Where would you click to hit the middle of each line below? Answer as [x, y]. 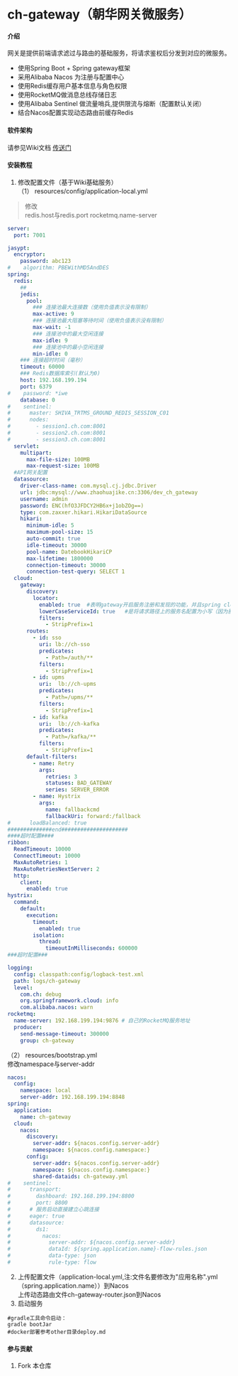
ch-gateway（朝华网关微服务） [100, 15]
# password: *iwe [38, 393]
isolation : [49, 935]
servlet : [27, 446]
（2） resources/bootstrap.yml [52, 1055]
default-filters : [52, 757]
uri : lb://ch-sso [64, 645]
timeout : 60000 [42, 367]
